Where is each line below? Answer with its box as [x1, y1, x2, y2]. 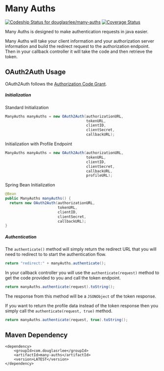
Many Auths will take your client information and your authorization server [5, 38, 154, 44]
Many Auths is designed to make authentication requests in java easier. [5, 28, 148, 34]
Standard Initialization [5, 104, 49, 110]
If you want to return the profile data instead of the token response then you [5, 303, 158, 309]
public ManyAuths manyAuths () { [5, 196, 71, 201]
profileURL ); [86, 173, 113, 178]
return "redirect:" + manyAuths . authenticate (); [5, 261, 106, 266]
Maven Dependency [5, 331, 68, 339]
